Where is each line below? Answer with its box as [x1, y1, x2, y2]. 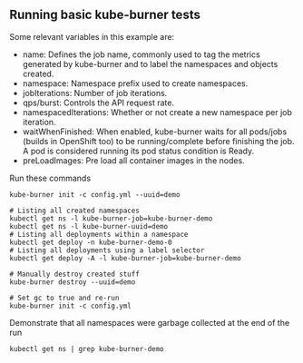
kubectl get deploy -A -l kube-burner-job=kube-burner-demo [9, 253, 242, 262]
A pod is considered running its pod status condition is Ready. [22, 145, 255, 156]
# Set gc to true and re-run [9, 293, 120, 302]
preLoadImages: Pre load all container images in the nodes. [22, 154, 245, 166]
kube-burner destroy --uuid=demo [9, 277, 136, 287]
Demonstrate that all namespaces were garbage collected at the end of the [9, 317, 290, 328]
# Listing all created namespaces [9, 206, 141, 215]
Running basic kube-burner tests [9, 7, 201, 23]
